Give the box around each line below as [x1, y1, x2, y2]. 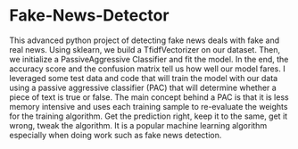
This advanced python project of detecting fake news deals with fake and [9, 35, 280, 46]
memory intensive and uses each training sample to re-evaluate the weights [9, 101, 288, 112]
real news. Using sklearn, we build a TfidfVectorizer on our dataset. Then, [9, 44, 281, 54]
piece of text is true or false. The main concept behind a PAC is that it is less [9, 91, 289, 103]
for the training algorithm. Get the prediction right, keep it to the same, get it [9, 111, 288, 121]
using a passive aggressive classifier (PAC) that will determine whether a [9, 82, 277, 93]
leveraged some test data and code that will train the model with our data [9, 72, 278, 83]
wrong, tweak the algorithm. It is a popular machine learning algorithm [9, 120, 268, 130]
